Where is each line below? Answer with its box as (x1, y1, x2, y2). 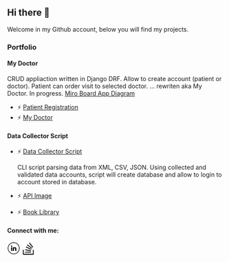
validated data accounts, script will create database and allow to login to (17, 171, 222, 179)
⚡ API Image (17, 192, 52, 200)
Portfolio (7, 42, 37, 52)
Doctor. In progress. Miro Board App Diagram (7, 89, 135, 97)
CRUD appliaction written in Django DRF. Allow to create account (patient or (7, 74, 222, 83)
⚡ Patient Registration (17, 102, 79, 111)
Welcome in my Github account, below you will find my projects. (7, 25, 189, 33)
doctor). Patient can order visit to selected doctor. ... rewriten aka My (7, 82, 203, 90)
